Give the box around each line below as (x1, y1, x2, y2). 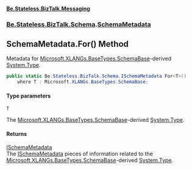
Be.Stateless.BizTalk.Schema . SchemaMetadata (6, 20, 151, 29)
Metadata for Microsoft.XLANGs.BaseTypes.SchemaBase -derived (6, 55, 172, 62)
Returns (6, 130, 27, 137)
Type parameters (6, 92, 51, 99)
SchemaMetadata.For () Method (6, 38, 129, 49)
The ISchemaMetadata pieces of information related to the (6, 150, 154, 158)
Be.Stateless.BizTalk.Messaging (6, 5, 90, 12)
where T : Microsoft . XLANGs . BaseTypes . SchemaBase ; (17, 79, 149, 85)
